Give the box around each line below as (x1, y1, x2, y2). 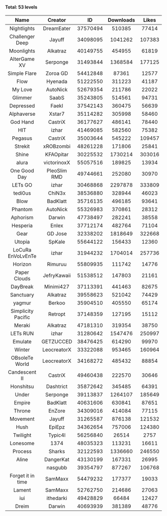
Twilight (13, 432, 31, 439)
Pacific (14, 314, 30, 321)
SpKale (48, 239, 66, 246)
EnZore (48, 407, 66, 414)
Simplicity (10, 307, 34, 314)
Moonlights (9, 47, 36, 54)
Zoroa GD (45, 70, 69, 77)
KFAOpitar (45, 151, 69, 158)
